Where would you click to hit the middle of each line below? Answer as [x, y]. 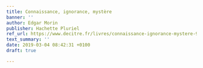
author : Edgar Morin [32, 23]
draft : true [21, 51]
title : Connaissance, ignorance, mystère [59, 12]
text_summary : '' [28, 39]
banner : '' [20, 17]
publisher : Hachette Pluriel [43, 28]
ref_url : [17, 34]
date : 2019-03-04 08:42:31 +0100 [48, 45]
